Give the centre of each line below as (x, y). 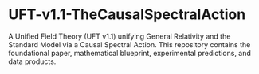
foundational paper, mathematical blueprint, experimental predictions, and (129, 53)
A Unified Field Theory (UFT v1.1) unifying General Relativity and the (120, 36)
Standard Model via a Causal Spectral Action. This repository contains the (129, 44)
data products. (32, 61)
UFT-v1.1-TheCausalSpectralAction (127, 15)
